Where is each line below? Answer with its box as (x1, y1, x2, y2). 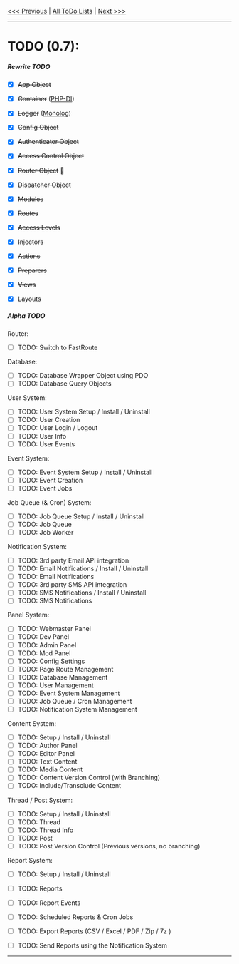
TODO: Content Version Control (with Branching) (17, 774, 161, 782)
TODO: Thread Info (17, 826, 74, 834)
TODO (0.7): (7, 39, 80, 55)
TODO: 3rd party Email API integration (17, 556, 129, 565)
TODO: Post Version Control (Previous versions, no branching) (17, 841, 201, 850)
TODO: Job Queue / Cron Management (17, 697, 132, 705)
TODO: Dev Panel (17, 632, 70, 641)
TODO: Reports (17, 884, 63, 893)
